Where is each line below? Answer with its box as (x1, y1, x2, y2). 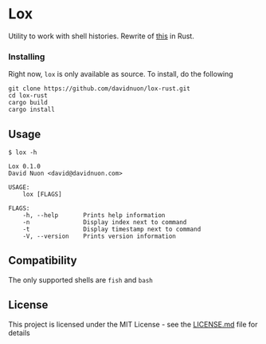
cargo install (8, 105, 56, 114)
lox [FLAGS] (22, 191, 62, 199)
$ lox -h (8, 148, 37, 156)
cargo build (8, 99, 48, 107)
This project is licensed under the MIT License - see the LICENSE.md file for (8, 319, 258, 329)
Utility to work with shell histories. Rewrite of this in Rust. (8, 31, 195, 41)
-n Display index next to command (22, 219, 187, 227)
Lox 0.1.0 (8, 163, 41, 171)
